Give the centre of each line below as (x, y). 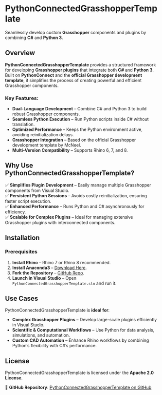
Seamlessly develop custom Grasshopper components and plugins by (76, 32)
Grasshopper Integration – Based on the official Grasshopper (74, 140)
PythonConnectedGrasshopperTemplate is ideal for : (57, 310)
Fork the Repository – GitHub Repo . (48, 273)
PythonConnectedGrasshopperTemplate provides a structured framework (81, 64)
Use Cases (22, 298)
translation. (23, 125)
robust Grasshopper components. (46, 114)
